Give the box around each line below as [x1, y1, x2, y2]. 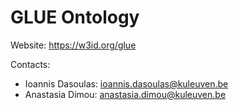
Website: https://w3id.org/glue [10, 39, 137, 51]
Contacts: [10, 58, 51, 70]
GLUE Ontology [10, 6, 140, 29]
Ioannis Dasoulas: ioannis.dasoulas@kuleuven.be [24, 77, 229, 90]
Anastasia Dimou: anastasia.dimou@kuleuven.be [24, 88, 227, 100]
